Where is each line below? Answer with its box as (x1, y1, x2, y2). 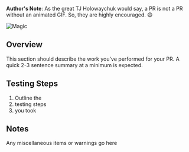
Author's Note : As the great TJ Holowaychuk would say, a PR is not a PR (6, 5, 183, 12)
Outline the (14, 94, 42, 101)
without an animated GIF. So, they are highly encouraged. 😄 (6, 11, 153, 18)
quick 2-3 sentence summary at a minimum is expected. (6, 61, 143, 68)
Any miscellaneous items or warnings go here (6, 140, 118, 147)
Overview (6, 39, 43, 49)
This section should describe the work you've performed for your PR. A (6, 55, 180, 62)
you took (14, 107, 37, 114)
